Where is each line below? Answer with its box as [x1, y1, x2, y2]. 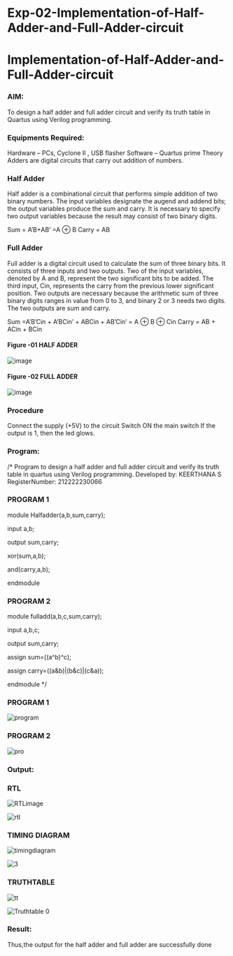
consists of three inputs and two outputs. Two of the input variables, [7, 267, 204, 275]
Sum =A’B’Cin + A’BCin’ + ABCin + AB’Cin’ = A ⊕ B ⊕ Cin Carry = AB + [7, 317, 216, 325]
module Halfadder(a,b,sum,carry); [7, 511, 106, 519]
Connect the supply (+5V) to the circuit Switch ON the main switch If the [7, 422, 216, 430]
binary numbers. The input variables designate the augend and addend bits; [7, 197, 226, 206]
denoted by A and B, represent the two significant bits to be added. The [7, 274, 214, 282]
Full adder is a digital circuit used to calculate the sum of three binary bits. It [7, 259, 226, 267]
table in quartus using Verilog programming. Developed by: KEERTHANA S [7, 470, 222, 478]
